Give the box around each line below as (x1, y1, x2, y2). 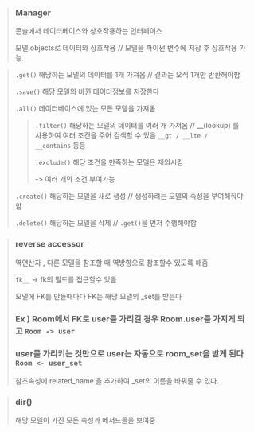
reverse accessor (14, 239, 84, 250)
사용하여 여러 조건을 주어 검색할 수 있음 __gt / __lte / (34, 130, 209, 140)
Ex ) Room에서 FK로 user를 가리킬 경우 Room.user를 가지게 (14, 313, 236, 325)
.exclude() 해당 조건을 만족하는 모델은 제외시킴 (34, 158, 184, 167)
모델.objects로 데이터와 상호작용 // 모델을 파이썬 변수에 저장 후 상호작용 (14, 43, 238, 53)
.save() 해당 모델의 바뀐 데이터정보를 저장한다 (14, 87, 160, 96)
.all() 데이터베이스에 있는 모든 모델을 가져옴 (14, 103, 156, 114)
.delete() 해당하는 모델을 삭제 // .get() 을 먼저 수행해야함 (14, 218, 197, 228)
